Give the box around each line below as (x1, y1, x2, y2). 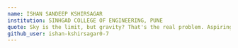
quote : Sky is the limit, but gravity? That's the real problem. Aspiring (7, 23, 233, 30)
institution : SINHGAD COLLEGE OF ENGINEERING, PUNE (7, 17, 163, 24)
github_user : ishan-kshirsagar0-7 (7, 30, 110, 37)
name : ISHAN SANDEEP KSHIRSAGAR (7, 10, 103, 18)
